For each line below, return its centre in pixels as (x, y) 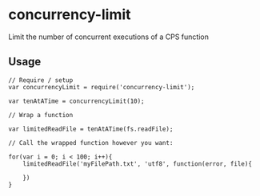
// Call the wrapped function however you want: (91, 143)
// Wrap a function (41, 115)
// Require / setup (41, 80)
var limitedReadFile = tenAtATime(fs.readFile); (91, 129)
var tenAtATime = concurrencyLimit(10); (77, 101)
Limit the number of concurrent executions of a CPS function (109, 37)
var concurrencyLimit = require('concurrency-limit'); (102, 87)
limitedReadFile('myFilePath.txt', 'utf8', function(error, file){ (137, 164)
